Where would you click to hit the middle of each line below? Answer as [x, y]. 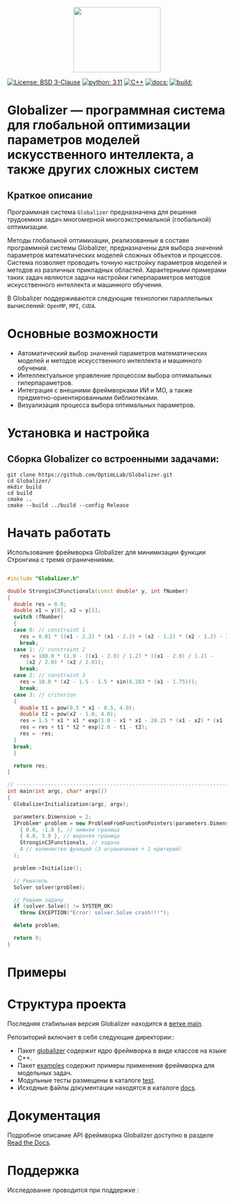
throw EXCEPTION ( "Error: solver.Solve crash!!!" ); [95, 913]
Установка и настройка [78, 433]
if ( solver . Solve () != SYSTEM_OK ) [63, 906]
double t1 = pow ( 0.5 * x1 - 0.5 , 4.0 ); [78, 707]
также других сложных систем [103, 170]
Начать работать [59, 533]
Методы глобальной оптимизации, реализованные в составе [98, 240]
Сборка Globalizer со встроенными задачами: [113, 459]
